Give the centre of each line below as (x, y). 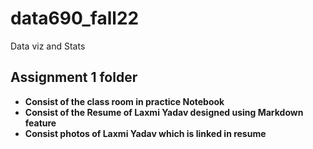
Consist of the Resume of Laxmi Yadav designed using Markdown (164, 112)
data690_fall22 (75, 18)
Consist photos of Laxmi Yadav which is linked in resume (145, 133)
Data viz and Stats (48, 46)
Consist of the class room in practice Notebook (124, 101)
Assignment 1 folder (74, 77)
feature (40, 123)
